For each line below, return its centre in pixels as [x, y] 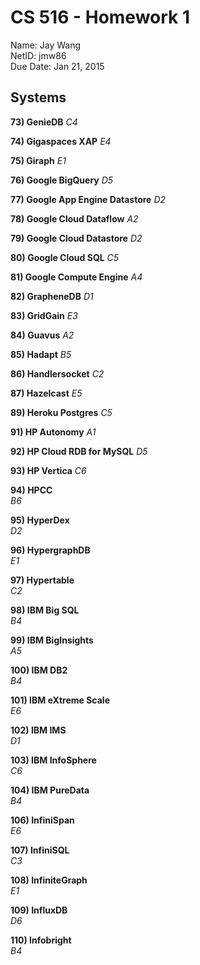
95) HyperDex [40, 520]
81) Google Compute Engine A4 [76, 277]
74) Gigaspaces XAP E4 [61, 141]
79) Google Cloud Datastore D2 [76, 238]
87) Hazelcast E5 [46, 393]
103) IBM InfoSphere [53, 760]
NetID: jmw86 [38, 55]
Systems [38, 97]
